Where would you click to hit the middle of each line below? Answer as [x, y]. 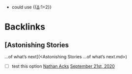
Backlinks [25, 27]
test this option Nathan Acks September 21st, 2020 [63, 66]
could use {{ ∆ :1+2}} [32, 7]
